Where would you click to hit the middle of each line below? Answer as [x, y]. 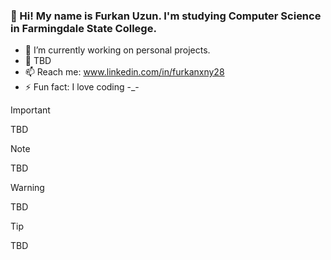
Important [30, 110]
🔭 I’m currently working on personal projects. [117, 50]
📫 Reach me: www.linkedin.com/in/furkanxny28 [124, 72]
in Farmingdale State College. [83, 28]
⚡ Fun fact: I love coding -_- [82, 87]
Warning [27, 188]
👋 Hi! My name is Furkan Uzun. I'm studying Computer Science [166, 16]
